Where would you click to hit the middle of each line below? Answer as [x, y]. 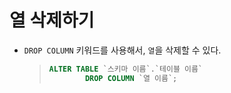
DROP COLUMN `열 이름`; [131, 78]
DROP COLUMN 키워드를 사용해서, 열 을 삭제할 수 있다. [122, 50]
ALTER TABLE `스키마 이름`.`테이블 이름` [126, 69]
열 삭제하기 [52, 20]
